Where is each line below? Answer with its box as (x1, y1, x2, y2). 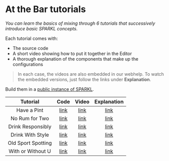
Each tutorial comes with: (5, 35, 58, 41)
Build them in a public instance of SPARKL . (5, 86, 94, 92)
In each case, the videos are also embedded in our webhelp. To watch (17, 71, 164, 77)
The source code (12, 45, 49, 51)
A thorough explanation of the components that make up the (12, 56, 139, 62)
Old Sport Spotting (8, 139, 52, 146)
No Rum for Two (10, 115, 50, 122)
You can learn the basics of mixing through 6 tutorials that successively (5, 20, 155, 26)
